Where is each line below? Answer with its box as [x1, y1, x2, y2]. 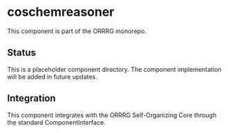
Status [7, 47, 37, 59]
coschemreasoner [7, 4, 115, 20]
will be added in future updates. [7, 72, 98, 81]
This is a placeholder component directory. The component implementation [7, 65, 222, 73]
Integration [7, 92, 57, 104]
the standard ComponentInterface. [7, 118, 106, 126]
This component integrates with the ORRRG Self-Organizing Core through [7, 111, 217, 119]
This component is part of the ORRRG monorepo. [7, 27, 147, 35]
